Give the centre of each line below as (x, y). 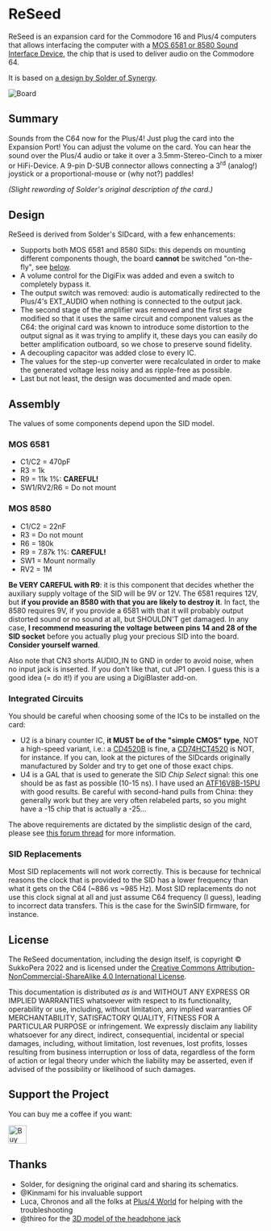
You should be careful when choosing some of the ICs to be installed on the (134, 716)
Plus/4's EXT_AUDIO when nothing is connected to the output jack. (131, 301)
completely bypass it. (55, 284)
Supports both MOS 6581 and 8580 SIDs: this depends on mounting (133, 250)
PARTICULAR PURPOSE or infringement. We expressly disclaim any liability (133, 1027)
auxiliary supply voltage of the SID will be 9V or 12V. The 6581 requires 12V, (133, 593)
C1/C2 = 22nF (43, 526)
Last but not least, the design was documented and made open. (126, 379)
